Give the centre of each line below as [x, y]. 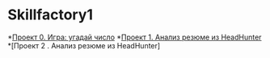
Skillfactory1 [51, 15]
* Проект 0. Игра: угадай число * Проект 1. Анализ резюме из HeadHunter [135, 37]
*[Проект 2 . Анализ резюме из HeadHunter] [84, 45]
